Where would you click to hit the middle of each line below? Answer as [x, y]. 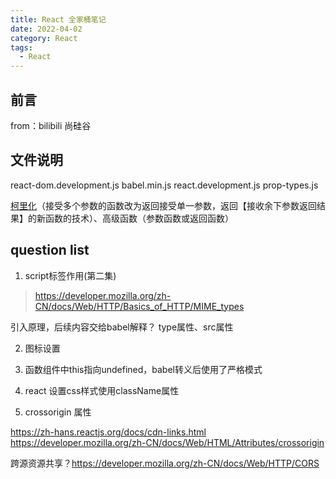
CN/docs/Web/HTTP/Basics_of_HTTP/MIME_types [139, 306]
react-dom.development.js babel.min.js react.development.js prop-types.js [164, 185]
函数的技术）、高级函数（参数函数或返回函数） [139, 218]
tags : [21, 47]
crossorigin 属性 [58, 412]
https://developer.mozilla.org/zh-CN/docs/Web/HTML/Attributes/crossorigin [167, 442]
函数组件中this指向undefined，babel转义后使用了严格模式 [143, 369]
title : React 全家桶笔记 [58, 19]
